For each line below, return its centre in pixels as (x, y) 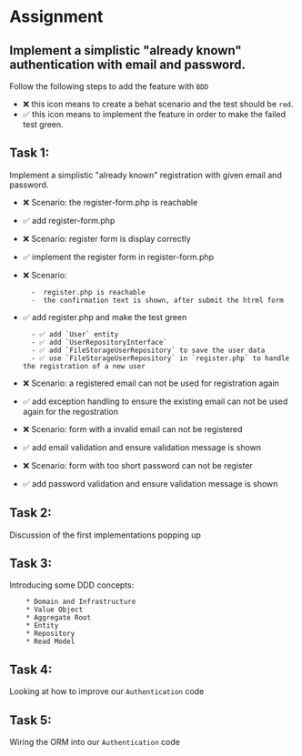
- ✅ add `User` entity (75, 334)
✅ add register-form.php (69, 220)
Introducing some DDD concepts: (72, 585)
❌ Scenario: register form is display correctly (106, 238)
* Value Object (55, 610)
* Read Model (50, 642)
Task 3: (31, 564)
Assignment (56, 17)
